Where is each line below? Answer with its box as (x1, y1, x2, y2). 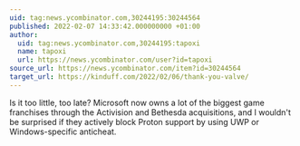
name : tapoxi (17, 47, 67, 56)
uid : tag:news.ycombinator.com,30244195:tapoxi (17, 38, 201, 48)
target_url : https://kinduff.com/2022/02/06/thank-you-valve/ (9, 73, 249, 82)
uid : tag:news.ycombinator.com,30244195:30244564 (9, 13, 201, 23)
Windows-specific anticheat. (9, 126, 117, 137)
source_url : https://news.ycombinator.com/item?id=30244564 (9, 64, 242, 73)
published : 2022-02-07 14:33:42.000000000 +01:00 (9, 22, 201, 31)
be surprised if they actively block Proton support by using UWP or (9, 116, 260, 127)
